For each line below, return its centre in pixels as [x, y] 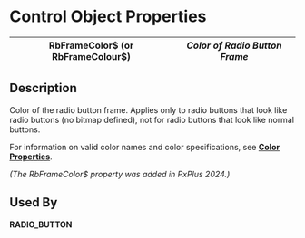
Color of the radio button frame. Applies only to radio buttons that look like [148, 109]
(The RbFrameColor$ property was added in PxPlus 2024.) [120, 174]
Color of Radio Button [235, 45]
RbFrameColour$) [91, 56]
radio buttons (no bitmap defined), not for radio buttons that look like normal [152, 119]
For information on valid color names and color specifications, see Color [144, 147]
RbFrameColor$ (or [91, 45]
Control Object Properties [108, 17]
